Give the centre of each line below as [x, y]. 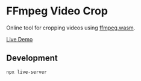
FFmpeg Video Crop [57, 11]
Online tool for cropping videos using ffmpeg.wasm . [71, 28]
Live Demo [20, 39]
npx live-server [27, 72]
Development [32, 58]
